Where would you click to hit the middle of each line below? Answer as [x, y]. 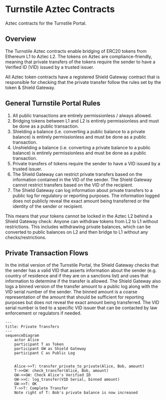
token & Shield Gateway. [30, 87]
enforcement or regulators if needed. [43, 313]
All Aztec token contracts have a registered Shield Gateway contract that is [82, 77]
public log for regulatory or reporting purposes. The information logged [86, 195]
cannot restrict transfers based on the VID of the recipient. [73, 185]
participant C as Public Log [45, 353]
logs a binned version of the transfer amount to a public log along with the [81, 286]
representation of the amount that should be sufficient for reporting [75, 297]
